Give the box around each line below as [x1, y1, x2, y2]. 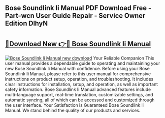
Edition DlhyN [5, 19, 48, 28]
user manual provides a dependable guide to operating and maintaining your [5, 60, 161, 66]
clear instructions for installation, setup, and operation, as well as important [5, 81, 158, 87]
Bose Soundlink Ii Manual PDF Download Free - [5, 4, 152, 12]
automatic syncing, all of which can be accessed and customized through [5, 97, 155, 103]
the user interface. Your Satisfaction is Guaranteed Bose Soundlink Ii [5, 102, 144, 108]
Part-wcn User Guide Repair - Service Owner [5, 12, 146, 20]
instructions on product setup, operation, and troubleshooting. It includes [5, 76, 154, 82]
